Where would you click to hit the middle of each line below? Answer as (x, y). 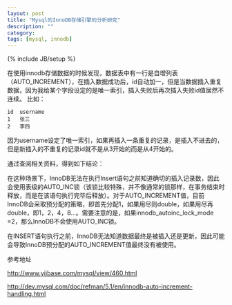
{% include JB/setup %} (41, 59)
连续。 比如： (26, 99)
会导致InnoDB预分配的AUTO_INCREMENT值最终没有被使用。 (94, 245)
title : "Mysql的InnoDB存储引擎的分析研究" (64, 20)
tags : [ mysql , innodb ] (40, 39)
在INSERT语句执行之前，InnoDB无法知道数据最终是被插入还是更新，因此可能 (116, 236)
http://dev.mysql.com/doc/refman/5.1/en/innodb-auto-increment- (100, 286)
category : (21, 33)
